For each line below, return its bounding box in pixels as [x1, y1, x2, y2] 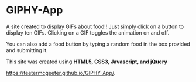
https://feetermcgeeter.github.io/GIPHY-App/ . [6, 69, 116, 76]
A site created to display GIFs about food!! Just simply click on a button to [6, 23, 184, 30]
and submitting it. [6, 46, 48, 53]
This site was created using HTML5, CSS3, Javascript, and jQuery [6, 58, 168, 65]
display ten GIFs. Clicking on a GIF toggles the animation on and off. [6, 29, 170, 36]
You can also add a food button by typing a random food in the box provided [6, 40, 190, 47]
